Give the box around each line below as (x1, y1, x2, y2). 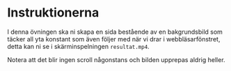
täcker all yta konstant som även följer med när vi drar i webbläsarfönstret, (7, 34, 221, 43)
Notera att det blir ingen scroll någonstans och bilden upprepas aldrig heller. (7, 55, 225, 63)
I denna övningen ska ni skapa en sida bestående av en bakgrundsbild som (7, 28, 223, 36)
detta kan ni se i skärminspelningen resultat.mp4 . (7, 42, 150, 50)
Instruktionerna (7, 5, 99, 21)
